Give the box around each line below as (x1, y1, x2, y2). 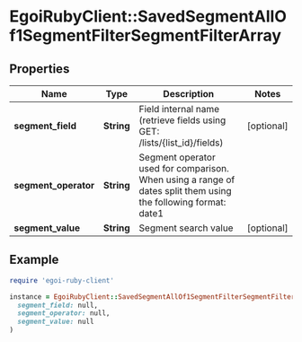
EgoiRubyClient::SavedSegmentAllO (9, 6, 288, 27)
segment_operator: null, (17, 309, 111, 318)
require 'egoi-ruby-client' (9, 276, 115, 285)
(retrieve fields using (138, 114, 226, 127)
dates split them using (138, 185, 232, 197)
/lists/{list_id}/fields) (138, 136, 224, 149)
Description (163, 88, 215, 100)
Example (9, 252, 59, 267)
